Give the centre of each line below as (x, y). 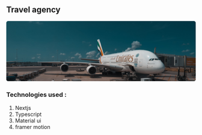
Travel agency (33, 10)
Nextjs (23, 108)
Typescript (28, 114)
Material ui (28, 120)
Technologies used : (37, 95)
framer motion (33, 127)
